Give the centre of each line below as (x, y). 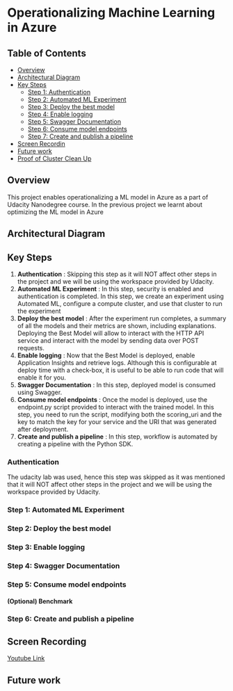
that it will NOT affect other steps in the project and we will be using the (110, 485)
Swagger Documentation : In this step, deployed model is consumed (116, 385)
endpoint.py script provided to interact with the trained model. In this (115, 407)
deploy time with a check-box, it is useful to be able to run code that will (120, 371)
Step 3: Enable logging (46, 547)
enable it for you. (41, 377)
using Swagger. (40, 392)
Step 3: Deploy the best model (71, 107)
